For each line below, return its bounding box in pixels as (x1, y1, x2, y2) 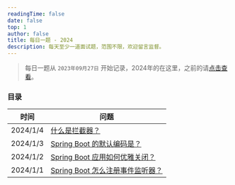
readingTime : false (7, 10, 65, 18)
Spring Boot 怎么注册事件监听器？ (50, 166, 163, 176)
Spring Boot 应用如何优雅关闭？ (50, 152, 156, 162)
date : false (7, 17, 42, 24)
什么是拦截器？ (50, 125, 101, 135)
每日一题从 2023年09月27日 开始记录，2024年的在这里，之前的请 (24, 64, 210, 72)
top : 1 (7, 23, 27, 30)
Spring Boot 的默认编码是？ (50, 139, 142, 149)
